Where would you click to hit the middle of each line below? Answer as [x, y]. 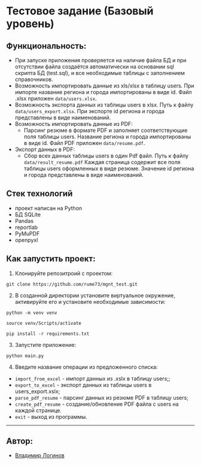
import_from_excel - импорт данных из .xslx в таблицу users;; [92, 378]
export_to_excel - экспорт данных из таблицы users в [83, 385]
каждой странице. [38, 410]
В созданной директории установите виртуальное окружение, [95, 295]
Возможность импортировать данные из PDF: [74, 124]
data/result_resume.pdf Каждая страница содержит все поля [102, 162]
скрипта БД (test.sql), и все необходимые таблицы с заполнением [100, 73]
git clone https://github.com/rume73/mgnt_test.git [72, 284]
